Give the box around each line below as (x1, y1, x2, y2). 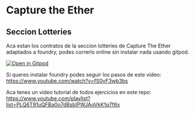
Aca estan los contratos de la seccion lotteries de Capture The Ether (6, 42, 171, 49)
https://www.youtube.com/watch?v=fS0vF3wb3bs (6, 77, 128, 84)
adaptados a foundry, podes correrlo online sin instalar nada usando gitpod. (6, 49, 189, 56)
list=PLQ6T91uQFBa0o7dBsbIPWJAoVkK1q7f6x (6, 101, 120, 108)
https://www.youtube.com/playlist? (6, 95, 91, 102)
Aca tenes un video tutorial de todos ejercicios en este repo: (6, 89, 152, 95)
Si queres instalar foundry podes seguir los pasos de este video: (6, 71, 162, 78)
